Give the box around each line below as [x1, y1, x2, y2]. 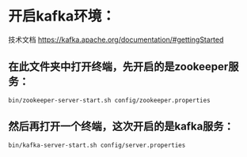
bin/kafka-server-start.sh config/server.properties [8, 141, 186, 149]
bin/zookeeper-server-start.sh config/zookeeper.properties [8, 96, 211, 104]
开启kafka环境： [8, 7, 116, 25]
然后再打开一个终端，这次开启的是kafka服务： [8, 120, 235, 133]
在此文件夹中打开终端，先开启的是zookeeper [8, 60, 229, 73]
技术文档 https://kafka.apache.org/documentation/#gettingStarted [8, 35, 224, 44]
